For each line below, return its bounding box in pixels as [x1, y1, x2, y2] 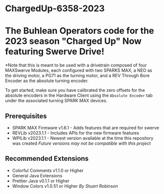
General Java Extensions [12, 172, 63, 178]
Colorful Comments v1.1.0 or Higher [12, 167, 84, 173]
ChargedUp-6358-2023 [5, 3, 105, 14]
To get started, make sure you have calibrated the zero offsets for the [5, 87, 145, 93]
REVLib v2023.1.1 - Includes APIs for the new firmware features [12, 130, 140, 136]
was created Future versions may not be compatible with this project [12, 140, 151, 146]
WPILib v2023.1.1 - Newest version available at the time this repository [12, 135, 154, 141]
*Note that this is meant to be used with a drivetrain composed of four [5, 62, 147, 68]
